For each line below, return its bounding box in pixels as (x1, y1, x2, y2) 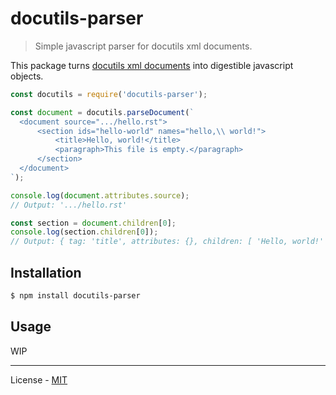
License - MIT (10, 373, 68, 386)
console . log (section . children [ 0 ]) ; (10, 227, 159, 237)
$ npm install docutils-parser (10, 291, 141, 301)
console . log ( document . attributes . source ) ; (10, 190, 190, 201)
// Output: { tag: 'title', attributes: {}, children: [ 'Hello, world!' (10, 237, 325, 247)
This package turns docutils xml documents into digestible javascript (10, 59, 294, 71)
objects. (10, 70, 44, 82)
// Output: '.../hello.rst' (10, 200, 128, 210)
